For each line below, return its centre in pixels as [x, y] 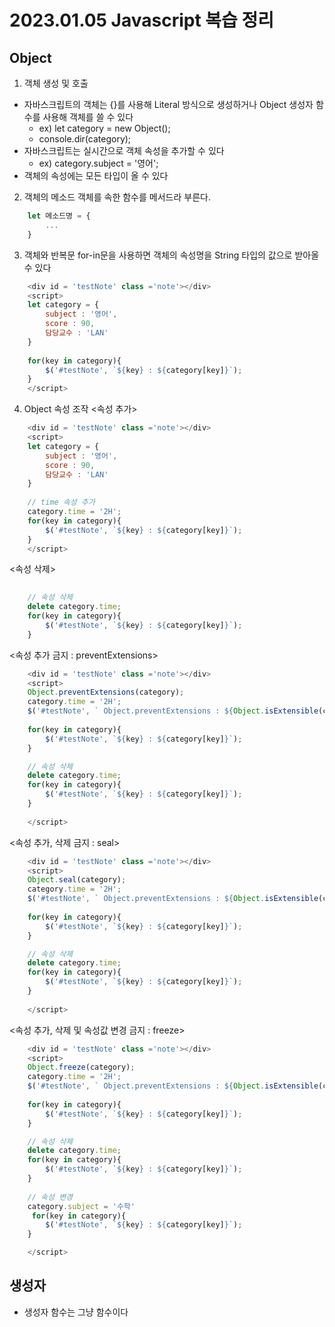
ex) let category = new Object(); [104, 128]
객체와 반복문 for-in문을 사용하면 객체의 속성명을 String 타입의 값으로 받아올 [171, 255]
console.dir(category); [85, 139]
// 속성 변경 [50, 1197]
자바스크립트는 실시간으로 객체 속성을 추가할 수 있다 [124, 150]
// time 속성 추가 [61, 502]
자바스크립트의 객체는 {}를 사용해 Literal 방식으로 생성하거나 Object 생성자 [168, 104]
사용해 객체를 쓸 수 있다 [88, 117]
